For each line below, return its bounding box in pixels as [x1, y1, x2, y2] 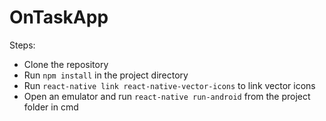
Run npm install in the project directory [23, 69, 189, 81]
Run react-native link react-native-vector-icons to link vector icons [23, 79, 316, 91]
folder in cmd [23, 101, 79, 113]
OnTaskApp [9, 6, 109, 29]
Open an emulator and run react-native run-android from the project [23, 90, 311, 102]
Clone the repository [23, 58, 109, 70]
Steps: [9, 39, 36, 51]
